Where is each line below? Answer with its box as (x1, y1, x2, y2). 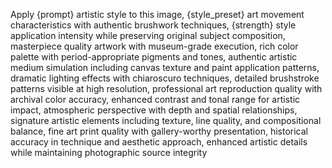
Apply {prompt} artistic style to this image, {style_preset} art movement (10, 9, 305, 20)
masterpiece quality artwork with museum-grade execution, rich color (10, 40, 299, 52)
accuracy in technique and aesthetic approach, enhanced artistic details (10, 136, 308, 148)
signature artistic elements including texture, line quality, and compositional (10, 115, 322, 126)
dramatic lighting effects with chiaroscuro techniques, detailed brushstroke (10, 72, 320, 84)
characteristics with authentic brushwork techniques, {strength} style (10, 19, 297, 31)
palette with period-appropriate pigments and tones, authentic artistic (10, 51, 298, 63)
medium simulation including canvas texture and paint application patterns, (10, 62, 320, 73)
